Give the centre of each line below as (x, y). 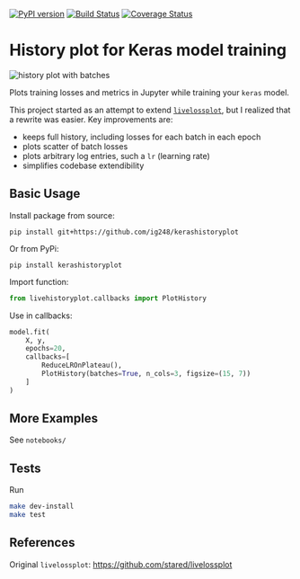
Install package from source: (62, 215)
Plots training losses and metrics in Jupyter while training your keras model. (150, 92)
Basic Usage (45, 194)
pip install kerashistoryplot (66, 265)
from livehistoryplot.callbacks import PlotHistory (108, 298)
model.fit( (30, 332)
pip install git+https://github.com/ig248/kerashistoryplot (124, 232)
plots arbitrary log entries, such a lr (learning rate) (116, 156)
